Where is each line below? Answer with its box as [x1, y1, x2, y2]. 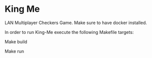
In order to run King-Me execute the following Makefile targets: [4, 29, 134, 35]
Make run [4, 48, 24, 54]
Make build [4, 38, 28, 45]
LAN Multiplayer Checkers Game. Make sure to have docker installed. [4, 20, 148, 26]
